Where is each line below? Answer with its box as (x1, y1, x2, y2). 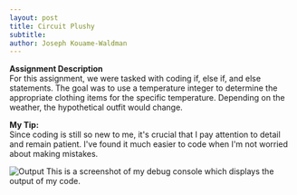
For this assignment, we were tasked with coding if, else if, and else (9, 73, 261, 84)
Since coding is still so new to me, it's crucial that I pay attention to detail (9, 129, 281, 141)
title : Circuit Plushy (9, 22, 95, 31)
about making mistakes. (9, 149, 99, 160)
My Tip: (9, 120, 39, 131)
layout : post (9, 13, 59, 23)
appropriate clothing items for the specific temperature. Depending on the (9, 93, 285, 103)
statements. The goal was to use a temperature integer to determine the (9, 83, 278, 93)
